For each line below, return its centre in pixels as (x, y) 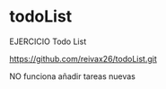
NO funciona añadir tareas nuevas (73, 76)
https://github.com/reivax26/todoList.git (83, 58)
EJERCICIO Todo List (48, 41)
